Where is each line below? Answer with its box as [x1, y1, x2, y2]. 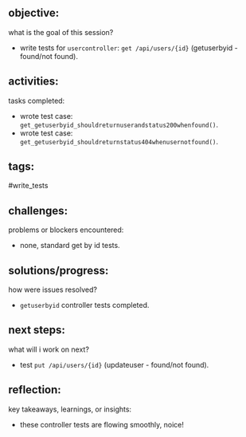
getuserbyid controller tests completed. [19, 301, 150, 310]
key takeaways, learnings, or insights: [8, 404, 132, 414]
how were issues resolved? [8, 285, 98, 294]
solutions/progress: [8, 263, 109, 278]
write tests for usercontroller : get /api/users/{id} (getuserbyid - [19, 43, 239, 53]
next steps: [8, 323, 66, 337]
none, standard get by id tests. [19, 241, 121, 250]
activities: [8, 75, 59, 89]
